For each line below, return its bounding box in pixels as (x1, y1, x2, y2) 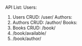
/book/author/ (12, 35, 42, 41)
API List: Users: (5, 5, 37, 10)
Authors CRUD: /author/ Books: (12, 20, 77, 25)
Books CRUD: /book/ (12, 25, 56, 31)
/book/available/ (12, 30, 47, 36)
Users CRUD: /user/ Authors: (12, 14, 72, 20)
